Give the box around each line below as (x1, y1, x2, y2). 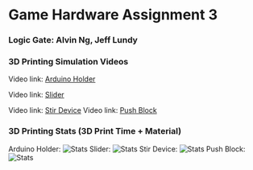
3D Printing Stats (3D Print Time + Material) (8, 126, 182, 137)
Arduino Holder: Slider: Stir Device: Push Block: (8, 143, 246, 154)
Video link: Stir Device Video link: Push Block (8, 106, 157, 115)
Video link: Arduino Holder (8, 74, 96, 84)
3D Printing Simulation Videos (8, 56, 129, 68)
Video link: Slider (8, 90, 64, 100)
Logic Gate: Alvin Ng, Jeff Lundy (8, 35, 139, 46)
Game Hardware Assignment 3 (8, 6, 218, 24)
